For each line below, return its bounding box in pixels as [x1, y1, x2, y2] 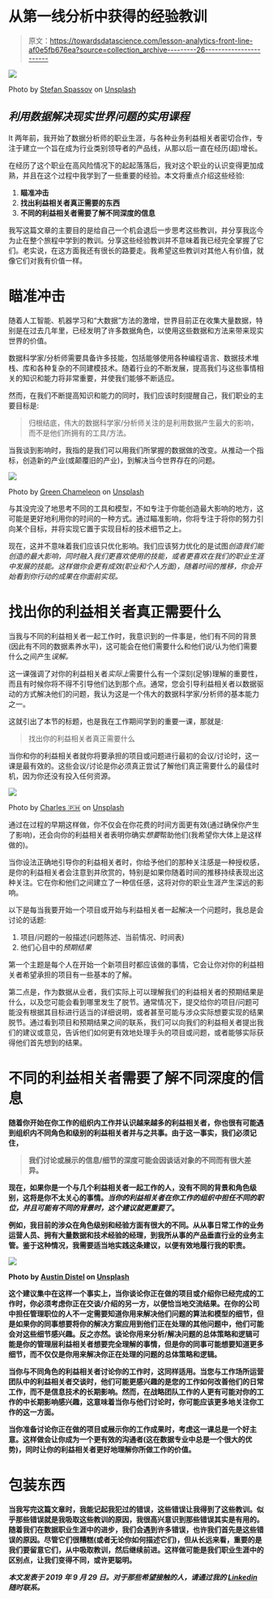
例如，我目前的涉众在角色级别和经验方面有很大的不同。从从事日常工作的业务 [8, 1220, 264, 1229]
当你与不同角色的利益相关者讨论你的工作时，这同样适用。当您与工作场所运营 [8, 1366, 264, 1376]
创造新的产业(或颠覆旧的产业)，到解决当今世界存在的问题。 [22, 455, 220, 465]
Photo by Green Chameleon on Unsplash [8, 487, 144, 496]
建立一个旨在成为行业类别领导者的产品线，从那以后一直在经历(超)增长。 [22, 143, 262, 152]
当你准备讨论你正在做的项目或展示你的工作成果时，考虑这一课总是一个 [8, 1424, 243, 1434]
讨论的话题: [8, 915, 47, 924]
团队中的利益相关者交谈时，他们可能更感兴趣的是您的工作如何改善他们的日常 [8, 1376, 264, 1387]
